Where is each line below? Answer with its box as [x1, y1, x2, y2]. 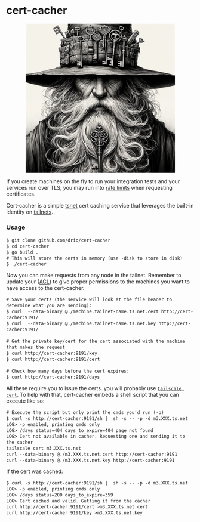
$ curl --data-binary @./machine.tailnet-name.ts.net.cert [6, 308, 159, 315]
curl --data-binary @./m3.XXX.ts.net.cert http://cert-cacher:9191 [6, 452, 178, 458]
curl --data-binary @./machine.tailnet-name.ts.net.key [11, 320, 156, 327]
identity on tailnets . [6, 208, 54, 215]
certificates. [6, 190, 36, 197]
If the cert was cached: [6, 468, 63, 475]
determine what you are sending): [6, 302, 93, 309]
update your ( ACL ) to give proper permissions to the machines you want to [6, 278, 190, 285]
